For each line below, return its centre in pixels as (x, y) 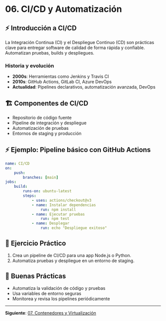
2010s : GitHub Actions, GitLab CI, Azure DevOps (62, 82)
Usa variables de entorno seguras (47, 293)
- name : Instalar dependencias (64, 205)
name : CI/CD (17, 163)
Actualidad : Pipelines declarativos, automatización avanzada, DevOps (84, 87)
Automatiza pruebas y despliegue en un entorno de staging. (73, 261)
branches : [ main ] (41, 177)
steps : (30, 196)
